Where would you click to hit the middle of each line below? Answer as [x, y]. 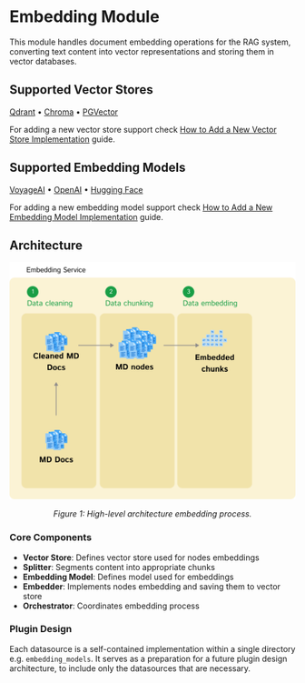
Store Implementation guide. [62, 139]
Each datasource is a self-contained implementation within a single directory [152, 648]
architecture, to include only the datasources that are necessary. [130, 668]
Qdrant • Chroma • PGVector [64, 112]
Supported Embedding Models [98, 168]
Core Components [51, 537]
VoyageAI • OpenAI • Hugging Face [76, 189]
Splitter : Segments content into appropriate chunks [119, 567]
